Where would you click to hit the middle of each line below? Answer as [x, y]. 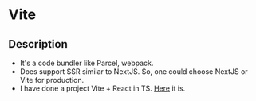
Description [38, 44]
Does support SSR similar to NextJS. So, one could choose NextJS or [134, 72]
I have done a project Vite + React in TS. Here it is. [102, 88]
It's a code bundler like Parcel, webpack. [87, 63]
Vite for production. [52, 80]
